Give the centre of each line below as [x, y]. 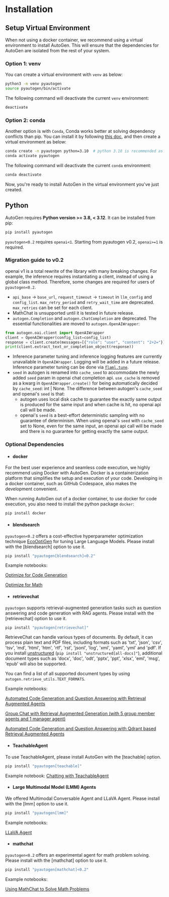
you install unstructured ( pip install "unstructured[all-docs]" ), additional [84, 653]
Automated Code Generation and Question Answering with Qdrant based [81, 729]
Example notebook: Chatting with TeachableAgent [57, 776]
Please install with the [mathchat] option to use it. [56, 860]
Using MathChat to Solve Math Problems [47, 889]
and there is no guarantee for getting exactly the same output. [84, 431]
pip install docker [26, 513]
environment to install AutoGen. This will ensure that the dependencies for [82, 45]
